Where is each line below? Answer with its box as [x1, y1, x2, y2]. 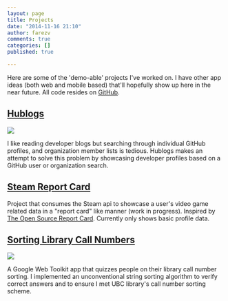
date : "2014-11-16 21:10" [7, 23, 81, 30]
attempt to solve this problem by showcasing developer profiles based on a [7, 154, 221, 162]
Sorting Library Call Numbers [7, 233, 136, 245]
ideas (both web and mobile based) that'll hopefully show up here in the [7, 81, 211, 89]
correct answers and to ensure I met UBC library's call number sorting [7, 280, 207, 288]
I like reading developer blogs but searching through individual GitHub [7, 139, 206, 147]
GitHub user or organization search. [7, 161, 109, 169]
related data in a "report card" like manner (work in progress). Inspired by [7, 207, 216, 215]
